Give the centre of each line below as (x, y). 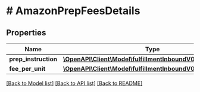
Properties (26, 33)
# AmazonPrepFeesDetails (73, 11)
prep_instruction (33, 59)
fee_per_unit (27, 69)
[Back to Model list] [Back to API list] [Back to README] (74, 83)
